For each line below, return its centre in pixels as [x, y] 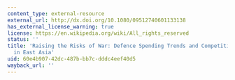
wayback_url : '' [31, 65]
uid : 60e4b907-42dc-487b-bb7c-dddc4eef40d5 [72, 59]
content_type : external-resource [56, 14]
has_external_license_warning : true [60, 26]
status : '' [23, 40]
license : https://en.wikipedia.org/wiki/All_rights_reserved [98, 33]
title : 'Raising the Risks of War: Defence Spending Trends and [103, 46]
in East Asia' [34, 53]
